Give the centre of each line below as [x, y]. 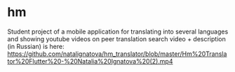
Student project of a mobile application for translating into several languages [118, 31]
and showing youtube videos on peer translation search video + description [116, 38]
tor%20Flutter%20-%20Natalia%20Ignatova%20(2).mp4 [90, 61]
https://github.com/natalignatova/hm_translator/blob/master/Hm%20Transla [117, 54]
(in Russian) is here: [36, 46]
